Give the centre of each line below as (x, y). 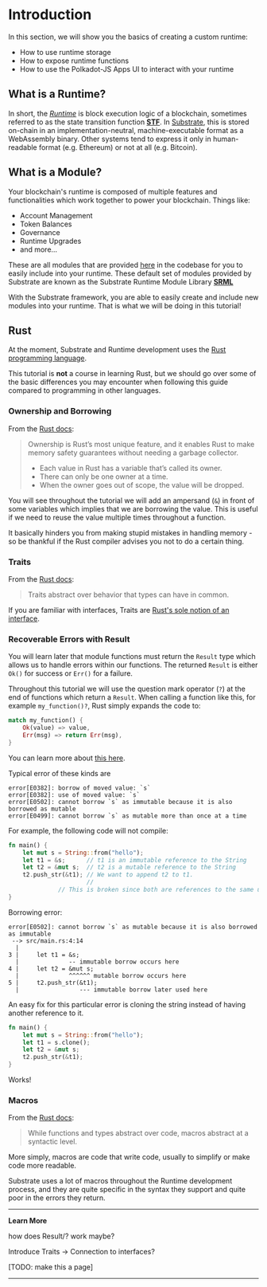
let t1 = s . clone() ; (56, 1042)
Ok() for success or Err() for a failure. (71, 673)
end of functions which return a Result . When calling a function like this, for (132, 697)
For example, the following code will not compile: (88, 830)
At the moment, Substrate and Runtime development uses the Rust (117, 350)
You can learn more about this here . (67, 758)
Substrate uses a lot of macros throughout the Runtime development (120, 1181)
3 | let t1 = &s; (44, 955)
